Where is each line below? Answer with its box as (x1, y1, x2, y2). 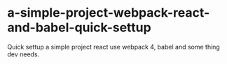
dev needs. (7, 50, 40, 58)
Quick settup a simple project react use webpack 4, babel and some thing (7, 42, 221, 51)
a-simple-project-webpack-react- (7, 5, 210, 21)
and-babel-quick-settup (7, 19, 152, 35)
